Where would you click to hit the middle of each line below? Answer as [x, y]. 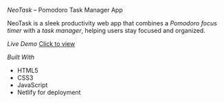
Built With [21, 57]
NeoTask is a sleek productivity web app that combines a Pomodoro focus [112, 23]
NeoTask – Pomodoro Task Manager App [65, 10]
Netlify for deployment [49, 92]
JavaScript [32, 85]
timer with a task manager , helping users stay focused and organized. [107, 31]
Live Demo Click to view [41, 44]
